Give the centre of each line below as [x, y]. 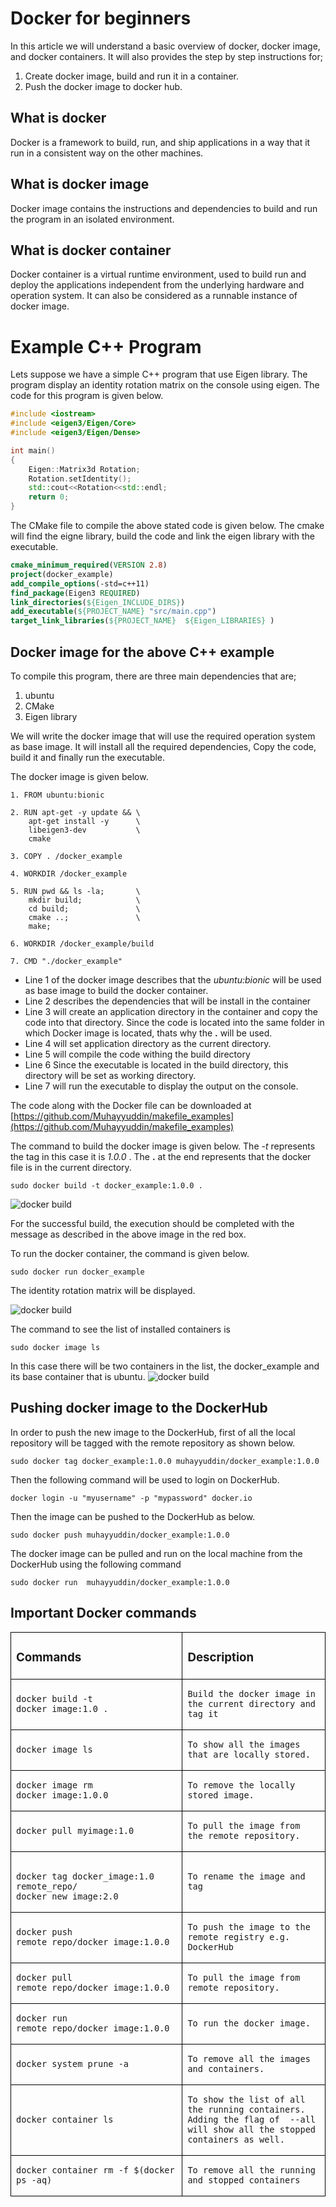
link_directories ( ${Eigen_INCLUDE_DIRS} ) [98, 602]
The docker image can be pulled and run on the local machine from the [156, 1553]
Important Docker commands [103, 1613]
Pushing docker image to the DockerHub [139, 1408]
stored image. [221, 1795]
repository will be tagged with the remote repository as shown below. [153, 1443]
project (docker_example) [62, 574]
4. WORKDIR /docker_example [69, 874]
